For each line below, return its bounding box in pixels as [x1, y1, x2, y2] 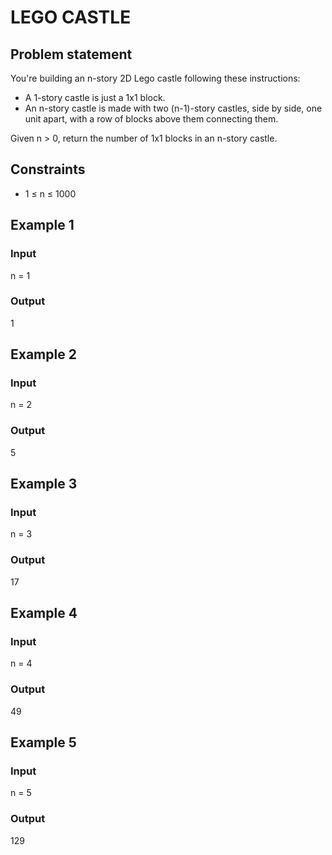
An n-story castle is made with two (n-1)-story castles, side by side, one [24, 102, 323, 114]
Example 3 [10, 476, 78, 493]
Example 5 [10, 734, 77, 751]
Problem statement [10, 46, 133, 63]
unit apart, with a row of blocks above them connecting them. [24, 113, 279, 125]
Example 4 [10, 605, 78, 622]
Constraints [10, 161, 86, 178]
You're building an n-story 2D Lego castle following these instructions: [10, 72, 301, 84]
